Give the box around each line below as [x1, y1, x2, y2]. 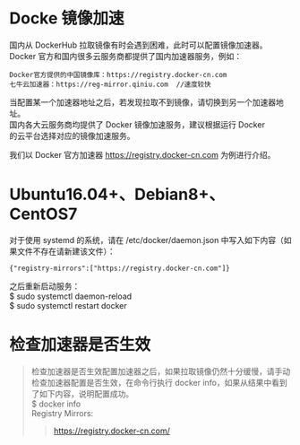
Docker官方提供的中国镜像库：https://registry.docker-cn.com [9, 70, 227, 79]
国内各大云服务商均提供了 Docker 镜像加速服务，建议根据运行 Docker [9, 118, 266, 130]
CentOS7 [9, 204, 78, 224]
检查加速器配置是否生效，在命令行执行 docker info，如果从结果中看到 [30, 377, 288, 388]
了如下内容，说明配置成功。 [30, 388, 134, 399]
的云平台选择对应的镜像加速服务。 [9, 130, 135, 141]
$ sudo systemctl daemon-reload [9, 291, 133, 301]
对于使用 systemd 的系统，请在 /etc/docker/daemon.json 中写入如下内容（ [9, 234, 284, 245]
